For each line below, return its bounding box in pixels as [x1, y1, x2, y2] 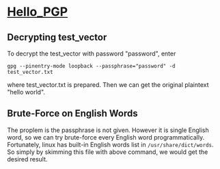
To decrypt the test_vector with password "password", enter [7, 49, 176, 57]
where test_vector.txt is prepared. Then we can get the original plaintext [7, 81, 210, 89]
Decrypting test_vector [7, 31, 107, 43]
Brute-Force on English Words [7, 107, 138, 120]
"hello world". [7, 88, 46, 96]
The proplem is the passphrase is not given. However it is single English [7, 126, 210, 134]
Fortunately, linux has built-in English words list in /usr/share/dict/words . [7, 140, 214, 148]
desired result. [7, 155, 48, 163]
